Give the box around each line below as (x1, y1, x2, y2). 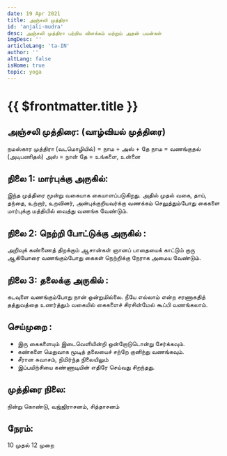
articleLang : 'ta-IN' (7, 42, 70, 49)
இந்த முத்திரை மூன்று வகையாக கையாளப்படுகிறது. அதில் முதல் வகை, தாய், (7, 191, 207, 199)
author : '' (7, 49, 39, 56)
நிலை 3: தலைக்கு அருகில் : (7, 274, 109, 286)
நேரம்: (7, 422, 33, 434)
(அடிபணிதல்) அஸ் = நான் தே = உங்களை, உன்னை (7, 152, 141, 161)
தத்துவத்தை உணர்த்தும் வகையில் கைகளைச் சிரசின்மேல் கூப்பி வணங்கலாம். (7, 300, 208, 309)
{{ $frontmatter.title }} (7, 98, 139, 114)
